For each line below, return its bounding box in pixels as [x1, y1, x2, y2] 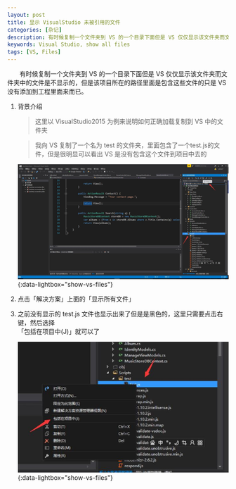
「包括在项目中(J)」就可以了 [17, 327, 100, 335]
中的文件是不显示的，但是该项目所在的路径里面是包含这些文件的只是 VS [19, 78, 227, 87]
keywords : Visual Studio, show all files [7, 41, 131, 49]
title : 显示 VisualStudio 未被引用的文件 [7, 18, 121, 26]
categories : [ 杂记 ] [7, 26, 63, 33]
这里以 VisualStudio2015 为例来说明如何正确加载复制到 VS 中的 [34, 117, 218, 125]
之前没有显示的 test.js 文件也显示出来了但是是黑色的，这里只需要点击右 [17, 309, 223, 318]
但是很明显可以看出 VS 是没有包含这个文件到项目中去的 [47, 150, 207, 158]
